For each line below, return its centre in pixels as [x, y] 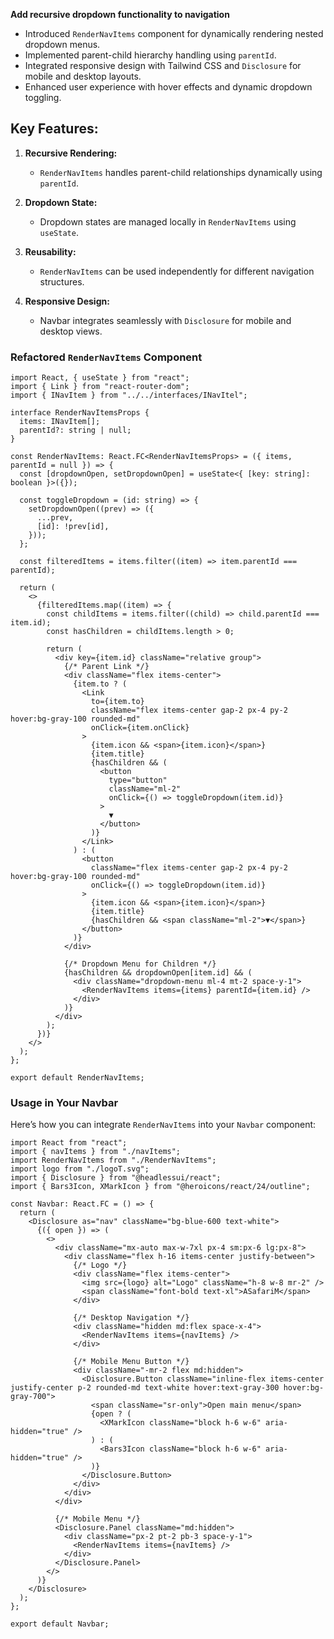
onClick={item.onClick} [140, 728]
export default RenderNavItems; [77, 1078]
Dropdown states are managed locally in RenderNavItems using [168, 221]
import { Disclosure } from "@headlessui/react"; [116, 1178]
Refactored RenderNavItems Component [106, 357]
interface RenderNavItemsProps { [80, 413]
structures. [62, 281]
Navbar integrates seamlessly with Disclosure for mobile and [165, 320]
